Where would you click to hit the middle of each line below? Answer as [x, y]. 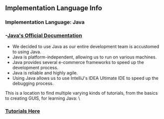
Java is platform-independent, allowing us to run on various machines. [84, 57]
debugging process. [33, 83]
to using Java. [27, 52]
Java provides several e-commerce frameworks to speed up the [78, 62]
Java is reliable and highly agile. [45, 73]
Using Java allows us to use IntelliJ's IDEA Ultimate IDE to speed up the [85, 78]
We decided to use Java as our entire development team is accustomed [86, 46]
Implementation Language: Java [45, 22]
